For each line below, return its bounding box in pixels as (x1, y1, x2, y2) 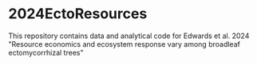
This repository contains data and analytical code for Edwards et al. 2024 (8, 31, 250, 40)
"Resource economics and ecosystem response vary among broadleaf (8, 39, 241, 48)
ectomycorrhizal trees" (8, 48, 84, 57)
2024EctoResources (8, 5, 148, 23)
